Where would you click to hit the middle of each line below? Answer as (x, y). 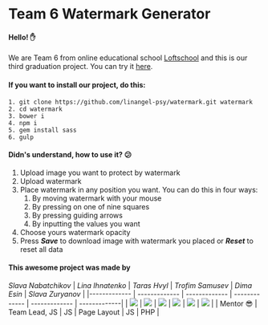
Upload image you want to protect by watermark (100, 173)
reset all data (41, 249)
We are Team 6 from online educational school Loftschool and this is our (128, 58)
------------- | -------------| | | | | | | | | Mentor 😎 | (144, 303)
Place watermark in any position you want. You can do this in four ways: (139, 189)
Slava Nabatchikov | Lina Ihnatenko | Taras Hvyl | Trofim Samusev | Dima (130, 285)
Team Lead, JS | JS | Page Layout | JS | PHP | (84, 312)
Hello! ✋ (22, 37)
